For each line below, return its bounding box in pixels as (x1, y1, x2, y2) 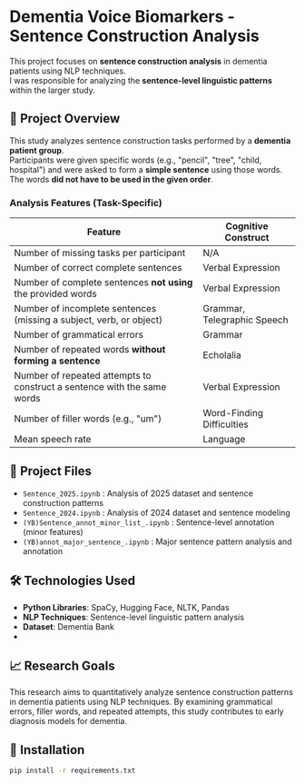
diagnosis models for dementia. (9, 716, 127, 727)
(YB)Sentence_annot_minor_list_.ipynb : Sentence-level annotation (22, 516, 275, 528)
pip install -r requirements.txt (9, 766, 136, 776)
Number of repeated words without (14, 343, 166, 356)
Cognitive (225, 220, 269, 233)
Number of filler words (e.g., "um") (14, 412, 162, 425)
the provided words (14, 288, 97, 301)
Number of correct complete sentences (14, 262, 183, 274)
